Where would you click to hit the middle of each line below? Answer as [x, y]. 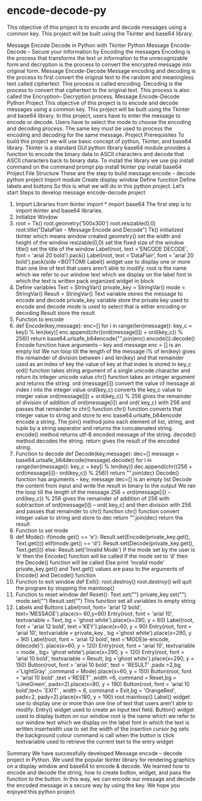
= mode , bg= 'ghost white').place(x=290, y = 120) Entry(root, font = [100, 652]
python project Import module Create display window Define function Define [101, 179]
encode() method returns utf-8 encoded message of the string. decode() [106, 434]
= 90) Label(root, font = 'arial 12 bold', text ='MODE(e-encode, [93, 639]
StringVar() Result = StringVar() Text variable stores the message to [99, 293]
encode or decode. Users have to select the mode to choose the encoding [99, 122]
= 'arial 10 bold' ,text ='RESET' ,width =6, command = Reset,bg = [96, 678]
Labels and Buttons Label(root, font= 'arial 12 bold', [78, 607]
